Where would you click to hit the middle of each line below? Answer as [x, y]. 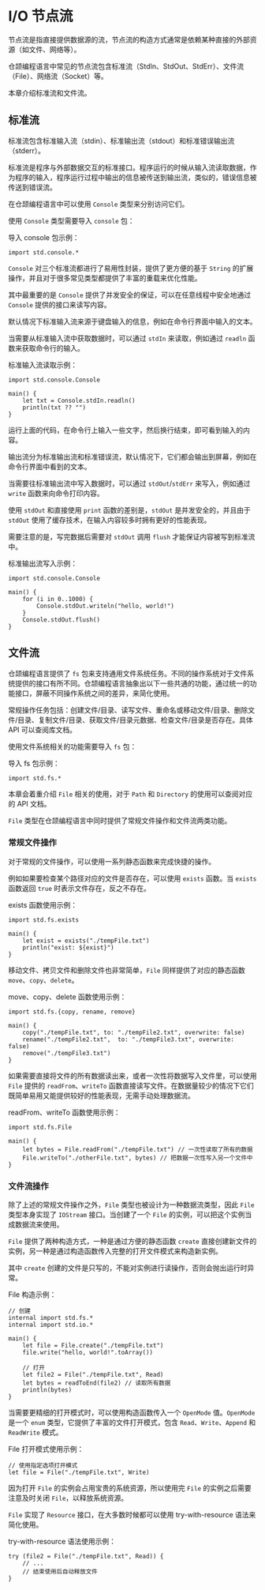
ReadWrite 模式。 [35, 1432]
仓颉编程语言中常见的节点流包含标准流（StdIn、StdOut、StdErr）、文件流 [126, 66]
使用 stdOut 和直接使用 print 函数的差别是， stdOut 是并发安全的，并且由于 [129, 509]
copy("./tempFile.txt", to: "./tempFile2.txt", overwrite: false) [134, 1032]
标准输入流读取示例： [43, 365]
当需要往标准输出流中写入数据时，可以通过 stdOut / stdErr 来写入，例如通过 [129, 483]
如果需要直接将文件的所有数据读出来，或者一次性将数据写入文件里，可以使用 [132, 1076]
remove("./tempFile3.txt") [67, 1053]
